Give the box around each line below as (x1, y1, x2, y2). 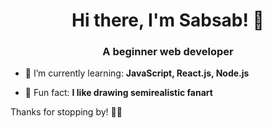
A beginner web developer (102, 45, 234, 59)
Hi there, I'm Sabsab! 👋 (71, 9, 265, 32)
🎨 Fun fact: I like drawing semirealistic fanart (24, 87, 213, 99)
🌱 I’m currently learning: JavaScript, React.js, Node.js (24, 67, 250, 79)
